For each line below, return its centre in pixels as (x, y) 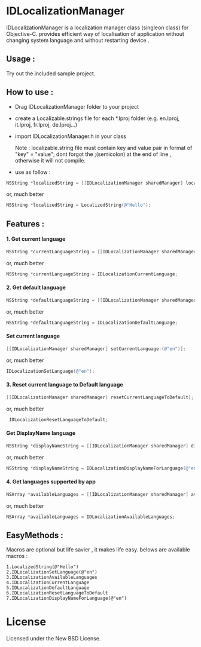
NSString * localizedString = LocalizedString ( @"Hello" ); (79, 205)
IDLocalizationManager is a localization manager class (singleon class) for (98, 27)
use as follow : (33, 172)
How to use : (30, 92)
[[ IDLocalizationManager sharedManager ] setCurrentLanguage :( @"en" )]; (96, 349)
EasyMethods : (35, 535)
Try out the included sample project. (51, 73)
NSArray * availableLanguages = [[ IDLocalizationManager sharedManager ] (97, 494)
